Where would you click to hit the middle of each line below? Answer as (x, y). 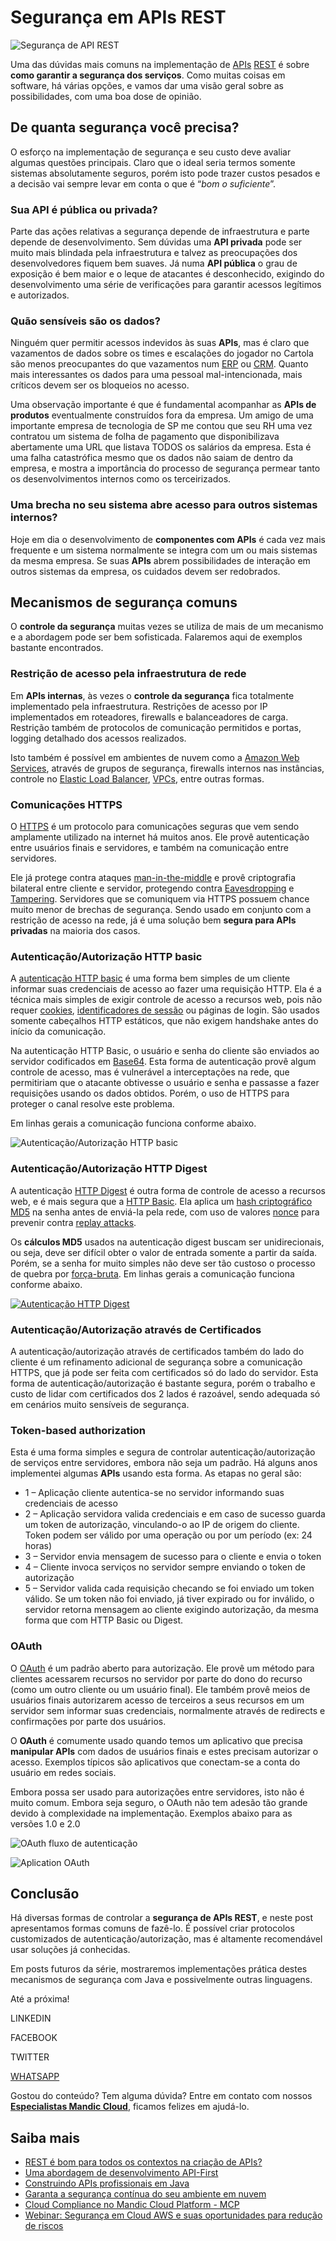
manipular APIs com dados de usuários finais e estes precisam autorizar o (164, 1751)
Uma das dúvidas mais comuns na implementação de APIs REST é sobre (160, 64)
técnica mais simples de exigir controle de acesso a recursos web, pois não (166, 1000)
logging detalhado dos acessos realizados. (98, 738)
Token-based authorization (78, 1430)
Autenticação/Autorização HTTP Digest (109, 1169)
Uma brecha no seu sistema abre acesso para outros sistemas (164, 505)
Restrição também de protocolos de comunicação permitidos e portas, (156, 727)
